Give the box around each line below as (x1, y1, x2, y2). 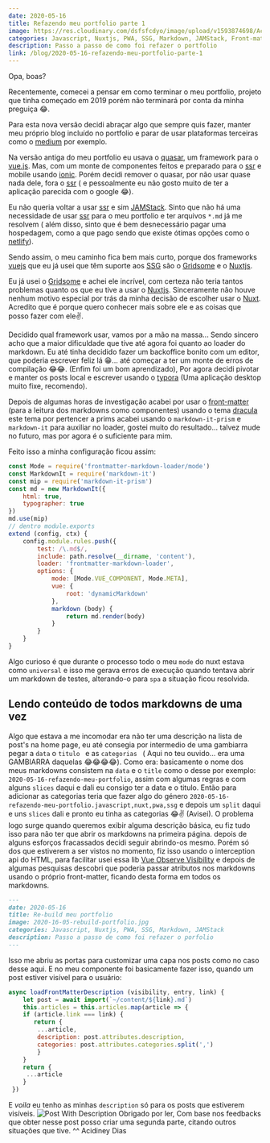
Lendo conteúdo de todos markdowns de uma (8, 697, 243, 711)
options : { (37, 567, 74, 576)
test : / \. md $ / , (37, 545, 88, 553)
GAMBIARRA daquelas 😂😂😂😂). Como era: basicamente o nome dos (8, 757, 243, 767)
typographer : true (22, 500, 84, 508)
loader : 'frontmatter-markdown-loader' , (37, 559, 174, 568)
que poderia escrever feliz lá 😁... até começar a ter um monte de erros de (8, 355, 254, 365)
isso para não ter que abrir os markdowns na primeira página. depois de (8, 829, 247, 838)
